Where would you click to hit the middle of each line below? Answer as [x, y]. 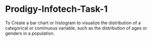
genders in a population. [30, 33]
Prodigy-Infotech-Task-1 [56, 9]
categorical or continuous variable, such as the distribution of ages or [76, 28]
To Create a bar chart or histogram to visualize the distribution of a [73, 23]
